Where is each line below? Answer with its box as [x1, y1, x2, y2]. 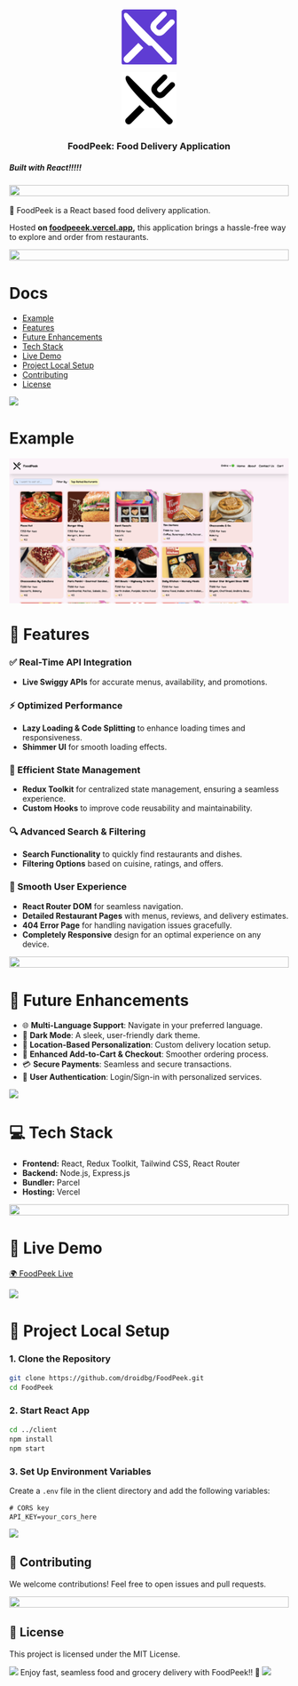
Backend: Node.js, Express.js [21, 1167, 130, 1178]
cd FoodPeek [9, 1383, 53, 1392]
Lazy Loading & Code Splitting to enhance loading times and [21, 723, 246, 733]
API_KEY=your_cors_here [9, 1513, 98, 1522]
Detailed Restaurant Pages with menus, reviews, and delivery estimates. [21, 910, 289, 921]
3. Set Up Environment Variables [9, 1465, 152, 1477]
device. [21, 939, 50, 949]
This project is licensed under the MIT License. [9, 1649, 181, 1659]
